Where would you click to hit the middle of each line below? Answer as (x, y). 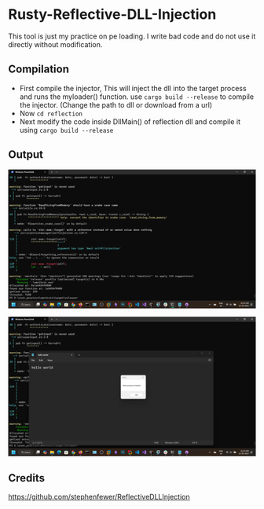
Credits (27, 478)
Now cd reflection (51, 113)
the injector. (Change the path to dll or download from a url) (116, 104)
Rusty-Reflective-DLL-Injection (112, 15)
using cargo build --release (66, 130)
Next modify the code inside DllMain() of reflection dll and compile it (130, 121)
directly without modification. (55, 44)
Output (26, 155)
